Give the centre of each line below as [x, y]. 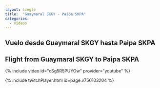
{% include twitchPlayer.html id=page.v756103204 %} [60, 80]
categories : [17, 18]
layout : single [20, 9]
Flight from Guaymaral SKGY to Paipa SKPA [72, 60]
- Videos [18, 23]
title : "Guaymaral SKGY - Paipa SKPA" [46, 14]
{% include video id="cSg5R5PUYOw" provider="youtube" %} [68, 71]
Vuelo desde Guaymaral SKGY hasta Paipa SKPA [80, 43]
